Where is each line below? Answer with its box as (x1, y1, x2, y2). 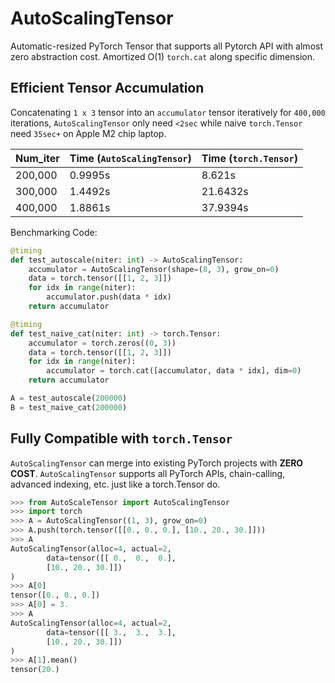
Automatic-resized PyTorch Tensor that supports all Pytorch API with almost (10, 40, 323, 52)
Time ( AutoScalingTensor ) (69, 151, 192, 165)
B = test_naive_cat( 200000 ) (10, 402, 128, 412)
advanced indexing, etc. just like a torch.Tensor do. (10, 478, 221, 490)
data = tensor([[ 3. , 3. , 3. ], (46, 627, 177, 637)
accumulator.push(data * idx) (46, 292, 172, 302)
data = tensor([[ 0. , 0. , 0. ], (46, 553, 177, 563)
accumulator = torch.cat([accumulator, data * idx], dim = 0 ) (46, 366, 302, 376)
